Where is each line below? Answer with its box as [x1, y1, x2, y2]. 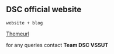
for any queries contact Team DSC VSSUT [6, 41, 109, 48]
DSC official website [6, 5, 82, 15]
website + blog [6, 20, 43, 26]
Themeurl [6, 30, 30, 37]
